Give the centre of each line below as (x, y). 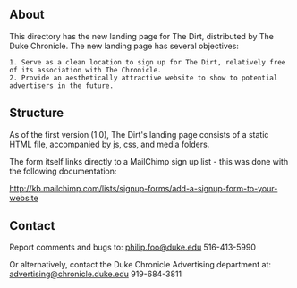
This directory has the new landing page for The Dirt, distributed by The (142, 36)
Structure (37, 113)
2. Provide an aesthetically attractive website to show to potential (144, 78)
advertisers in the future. (62, 85)
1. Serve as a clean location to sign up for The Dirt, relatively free (148, 62)
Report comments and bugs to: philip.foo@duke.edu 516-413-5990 (133, 247)
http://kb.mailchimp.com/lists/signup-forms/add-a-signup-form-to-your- (144, 188)
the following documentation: (63, 171)
